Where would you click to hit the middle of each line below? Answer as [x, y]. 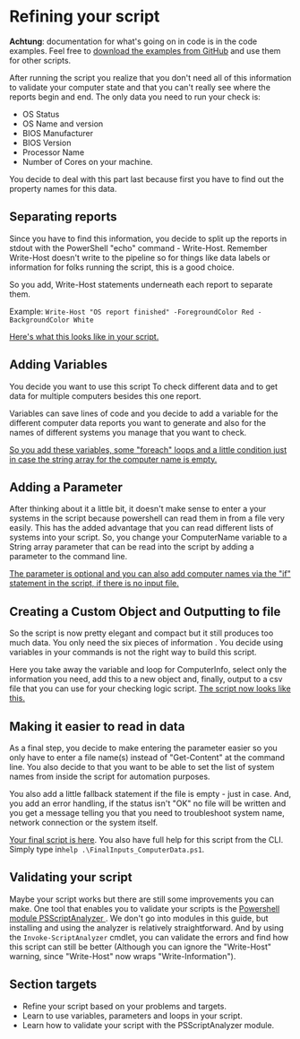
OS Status [41, 114]
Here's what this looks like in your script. [84, 336]
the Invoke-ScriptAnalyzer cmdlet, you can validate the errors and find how [149, 937]
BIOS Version [47, 143]
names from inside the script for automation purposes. [110, 776]
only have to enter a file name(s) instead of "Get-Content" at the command [147, 758]
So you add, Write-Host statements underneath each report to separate [141, 284]
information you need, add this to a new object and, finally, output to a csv [146, 680]
